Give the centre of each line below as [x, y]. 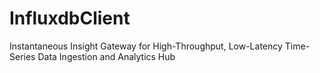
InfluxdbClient [70, 18]
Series [22, 56]
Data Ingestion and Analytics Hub [106, 56]
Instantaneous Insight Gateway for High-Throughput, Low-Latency [146, 46]
